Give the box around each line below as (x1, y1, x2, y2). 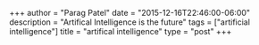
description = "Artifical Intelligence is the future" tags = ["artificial (9, 17, 250, 27)
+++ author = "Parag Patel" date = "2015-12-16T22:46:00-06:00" (9, 8, 251, 18)
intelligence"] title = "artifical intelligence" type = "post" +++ (9, 26, 232, 36)
